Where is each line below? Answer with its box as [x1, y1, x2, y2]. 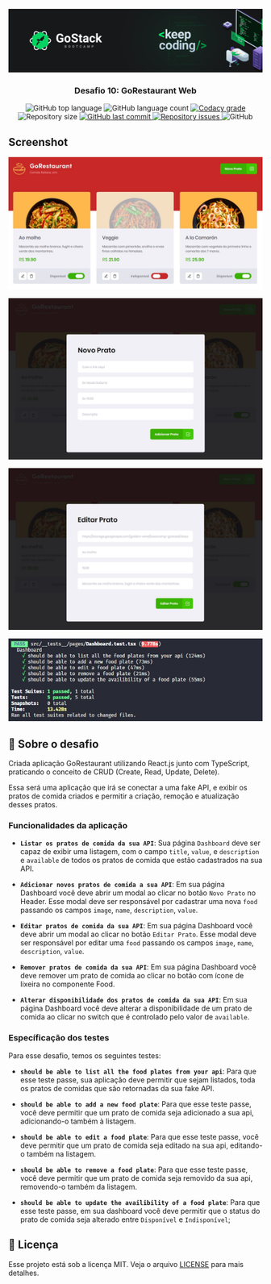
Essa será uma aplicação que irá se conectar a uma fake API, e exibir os [8, 783, 248, 793]
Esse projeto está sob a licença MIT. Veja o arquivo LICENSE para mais [8, 1259, 244, 1269]
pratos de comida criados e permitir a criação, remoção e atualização [8, 791, 240, 801]
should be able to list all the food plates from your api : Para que [19, 1066, 256, 1076]
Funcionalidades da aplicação [8, 820, 127, 832]
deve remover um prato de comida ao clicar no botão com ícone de [19, 971, 244, 981]
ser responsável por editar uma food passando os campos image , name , [19, 938, 254, 948]
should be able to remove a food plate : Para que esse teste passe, [19, 1165, 248, 1174]
